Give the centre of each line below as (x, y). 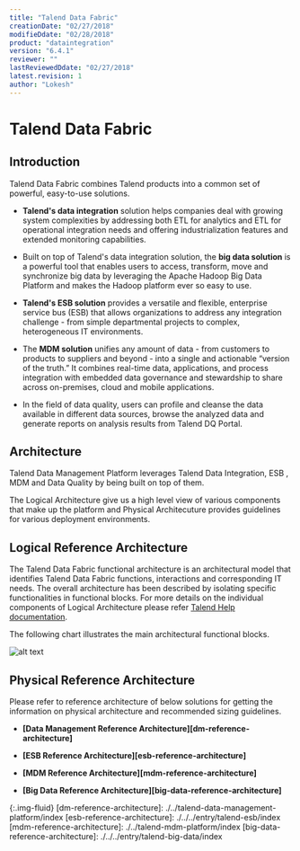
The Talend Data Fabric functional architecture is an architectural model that (150, 569)
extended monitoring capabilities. (84, 239)
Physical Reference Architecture (102, 680)
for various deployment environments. (80, 519)
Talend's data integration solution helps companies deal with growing (153, 210)
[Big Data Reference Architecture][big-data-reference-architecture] (152, 791)
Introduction (45, 162)
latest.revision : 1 (46, 76)
